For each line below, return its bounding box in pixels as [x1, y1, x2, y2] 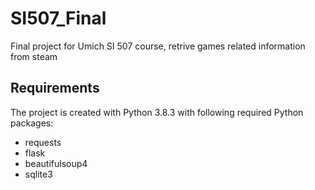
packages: [10, 117, 54, 129]
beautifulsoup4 [24, 157, 88, 169]
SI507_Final [10, 7, 107, 30]
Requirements [10, 80, 100, 97]
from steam [10, 50, 58, 62]
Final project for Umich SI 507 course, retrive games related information [10, 40, 306, 52]
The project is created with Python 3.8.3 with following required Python [10, 106, 304, 118]
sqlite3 [24, 168, 53, 180]
